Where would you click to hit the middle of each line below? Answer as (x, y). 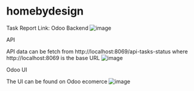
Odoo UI (17, 69)
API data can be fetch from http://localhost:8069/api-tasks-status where (97, 51)
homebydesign (45, 11)
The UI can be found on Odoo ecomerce (57, 81)
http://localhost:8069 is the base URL (53, 58)
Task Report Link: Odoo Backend (47, 28)
